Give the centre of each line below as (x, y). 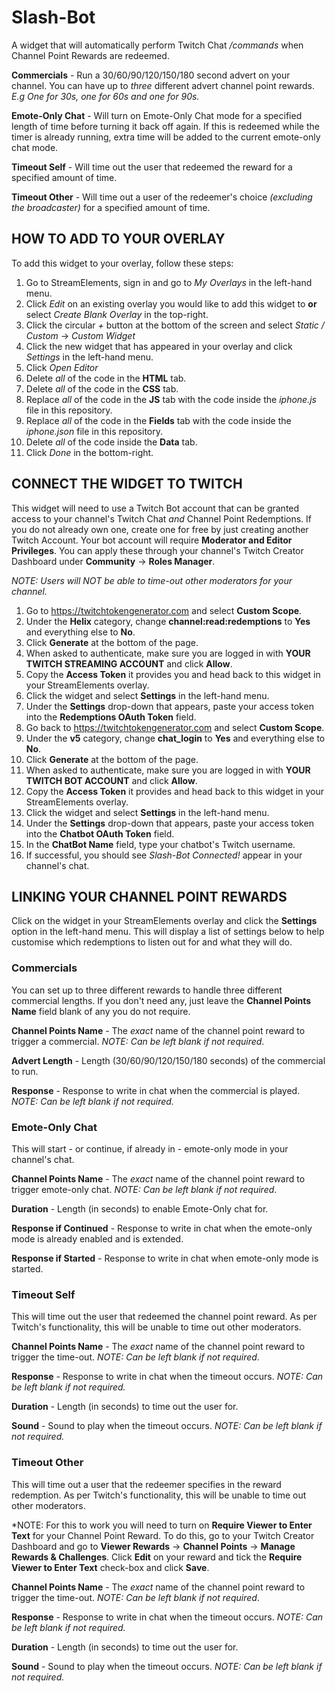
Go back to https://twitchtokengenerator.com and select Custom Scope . (175, 727)
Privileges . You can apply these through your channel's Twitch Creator (157, 550)
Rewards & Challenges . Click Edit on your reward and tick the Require (157, 1557)
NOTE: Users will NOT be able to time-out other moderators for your (152, 580)
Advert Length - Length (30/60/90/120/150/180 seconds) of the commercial (168, 1060)
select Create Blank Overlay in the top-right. (117, 314)
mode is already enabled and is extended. (97, 1238)
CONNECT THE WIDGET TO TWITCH (127, 484)
